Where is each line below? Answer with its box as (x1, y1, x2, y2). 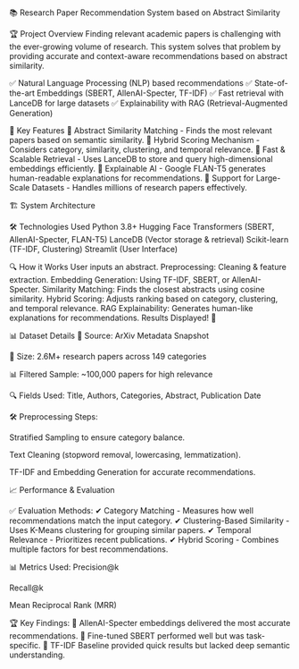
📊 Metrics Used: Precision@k (9, 562, 120, 572)
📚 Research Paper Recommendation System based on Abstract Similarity (9, 7, 281, 18)
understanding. (9, 649, 65, 660)
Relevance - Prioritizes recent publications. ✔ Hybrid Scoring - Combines (9, 535, 279, 545)
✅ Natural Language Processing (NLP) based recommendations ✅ (9, 78, 253, 88)
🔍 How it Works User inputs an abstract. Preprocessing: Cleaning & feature (9, 262, 287, 272)
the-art (9, 88, 36, 98)
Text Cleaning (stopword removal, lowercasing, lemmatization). (9, 450, 241, 460)
